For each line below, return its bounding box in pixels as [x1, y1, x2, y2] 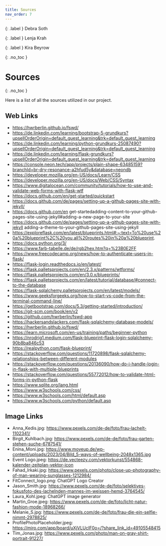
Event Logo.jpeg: [12, 457, 47, 462]
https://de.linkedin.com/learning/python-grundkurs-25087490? [12, 140, 142, 146]
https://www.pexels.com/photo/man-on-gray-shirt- [44, 530, 149, 536]
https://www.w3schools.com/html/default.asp [12, 392, 106, 398]
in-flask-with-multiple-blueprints [12, 366, 79, 372]
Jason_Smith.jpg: [12, 483, 48, 489]
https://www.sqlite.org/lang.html [12, 382, 78, 388]
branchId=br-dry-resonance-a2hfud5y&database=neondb [12, 167, 131, 173]
